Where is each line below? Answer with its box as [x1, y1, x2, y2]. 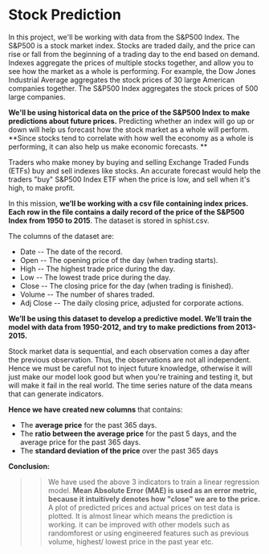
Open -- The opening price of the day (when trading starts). [19, 255, 218, 265]
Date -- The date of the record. [19, 247, 123, 256]
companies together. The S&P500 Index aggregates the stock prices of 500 [8, 83, 259, 93]
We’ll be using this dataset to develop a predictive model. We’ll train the [8, 314, 252, 323]
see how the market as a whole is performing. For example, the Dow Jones [8, 66, 256, 76]
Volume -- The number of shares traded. [19, 289, 155, 299]
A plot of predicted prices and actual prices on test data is [47, 503, 241, 512]
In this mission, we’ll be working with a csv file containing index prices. [8, 199, 249, 208]
